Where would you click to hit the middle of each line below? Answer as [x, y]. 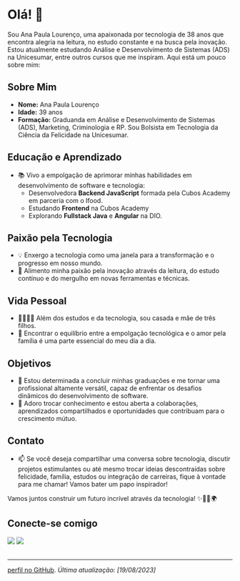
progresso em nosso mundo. [60, 263]
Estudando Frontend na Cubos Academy [89, 208]
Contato [26, 441]
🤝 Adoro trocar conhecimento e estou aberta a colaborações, [108, 403]
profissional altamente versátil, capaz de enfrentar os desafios [110, 388]
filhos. [27, 326]
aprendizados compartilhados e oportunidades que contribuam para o [121, 411]
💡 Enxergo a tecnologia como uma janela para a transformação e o [116, 255]
